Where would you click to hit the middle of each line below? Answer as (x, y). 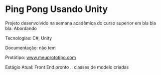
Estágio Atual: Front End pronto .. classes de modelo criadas (67, 67)
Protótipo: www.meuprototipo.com (41, 57)
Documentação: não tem (30, 47)
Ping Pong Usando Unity (57, 9)
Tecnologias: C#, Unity (29, 38)
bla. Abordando (21, 28)
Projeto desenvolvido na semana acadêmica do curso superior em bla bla (80, 23)
